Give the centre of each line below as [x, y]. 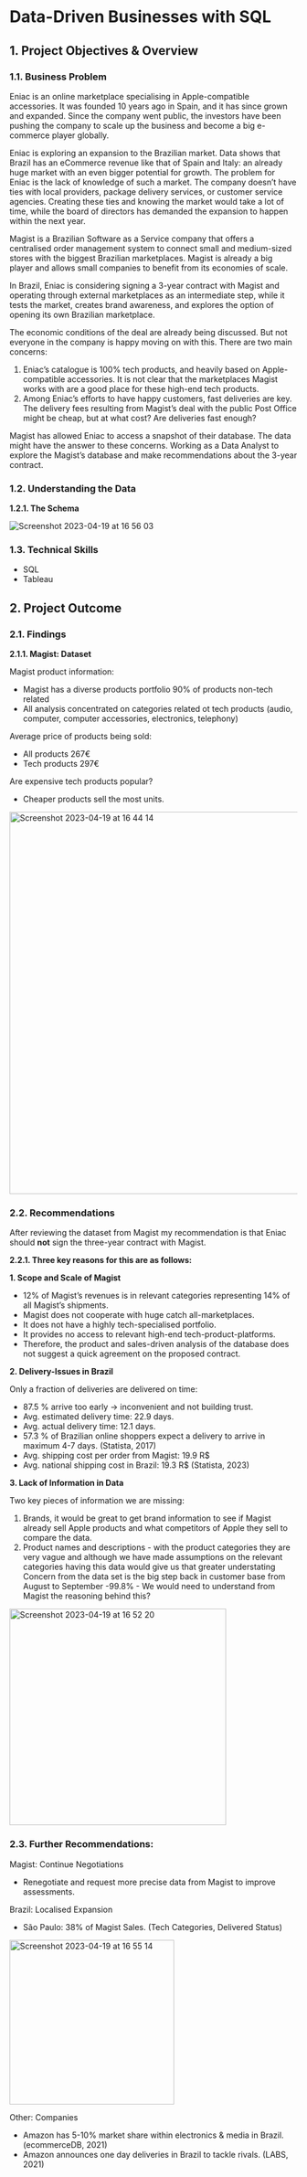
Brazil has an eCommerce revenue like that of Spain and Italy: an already [146, 163]
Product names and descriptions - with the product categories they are [156, 1547]
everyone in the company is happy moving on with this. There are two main [151, 342]
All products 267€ [57, 754]
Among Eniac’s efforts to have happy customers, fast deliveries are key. [157, 398]
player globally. [80, 135]
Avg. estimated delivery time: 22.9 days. [98, 1417]
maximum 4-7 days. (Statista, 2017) [90, 1446]
